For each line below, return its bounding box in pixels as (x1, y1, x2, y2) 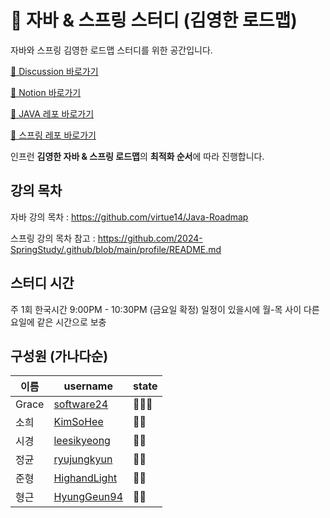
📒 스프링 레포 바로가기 (10, 129, 97, 141)
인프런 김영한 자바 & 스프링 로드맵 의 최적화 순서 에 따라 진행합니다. (10, 150, 265, 162)
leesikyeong (53, 434, 111, 448)
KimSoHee (53, 415, 104, 429)
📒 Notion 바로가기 (10, 86, 82, 98)
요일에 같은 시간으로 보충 (10, 316, 107, 328)
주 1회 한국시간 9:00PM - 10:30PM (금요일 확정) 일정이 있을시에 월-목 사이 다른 (10, 303, 320, 315)
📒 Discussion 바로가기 (10, 65, 99, 77)
